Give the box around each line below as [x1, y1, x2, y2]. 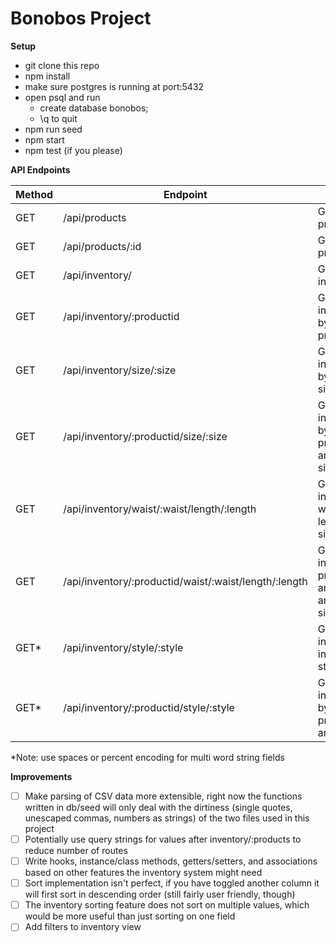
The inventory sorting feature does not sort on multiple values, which [24, 899, 310, 911]
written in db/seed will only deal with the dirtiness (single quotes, [24, 802, 293, 813]
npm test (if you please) [24, 144, 123, 156]
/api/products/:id [63, 239, 142, 253]
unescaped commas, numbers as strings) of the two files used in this [24, 812, 310, 824]
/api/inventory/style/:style [63, 640, 184, 654]
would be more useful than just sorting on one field [24, 910, 236, 922]
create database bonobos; [39, 102, 149, 114]
